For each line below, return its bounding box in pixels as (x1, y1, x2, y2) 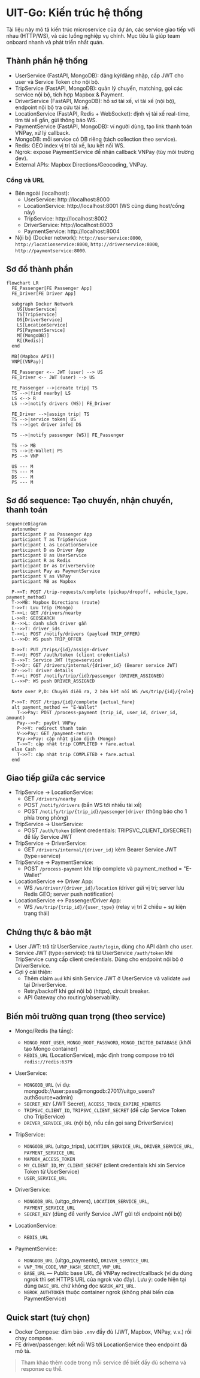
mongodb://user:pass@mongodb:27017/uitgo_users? (23, 1087, 155, 1095)
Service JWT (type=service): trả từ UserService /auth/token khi (14, 950, 172, 957)
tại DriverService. (23, 981, 67, 989)
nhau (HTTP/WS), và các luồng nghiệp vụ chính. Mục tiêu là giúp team (6, 32, 180, 39)
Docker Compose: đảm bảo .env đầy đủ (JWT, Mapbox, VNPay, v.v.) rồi (14, 1328, 192, 1335)
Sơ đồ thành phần (6, 264, 74, 274)
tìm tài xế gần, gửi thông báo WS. (14, 116, 98, 123)
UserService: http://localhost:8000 (23, 196, 110, 203)
